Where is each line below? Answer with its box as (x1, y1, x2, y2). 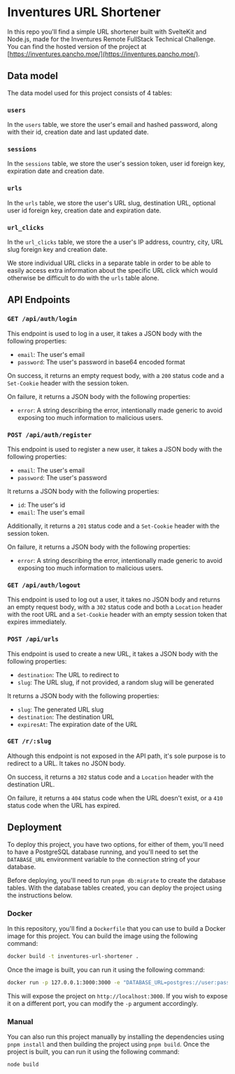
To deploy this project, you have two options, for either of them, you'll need (7, 840, 224, 848)
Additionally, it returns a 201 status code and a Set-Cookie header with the (7, 522, 220, 530)
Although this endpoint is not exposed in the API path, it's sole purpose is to (7, 752, 226, 760)
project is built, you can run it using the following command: (7, 1047, 180, 1056)
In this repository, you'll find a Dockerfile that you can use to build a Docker (7, 924, 226, 932)
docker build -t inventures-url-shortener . (7, 953, 139, 960)
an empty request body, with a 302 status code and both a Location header (7, 603, 223, 611)
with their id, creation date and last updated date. (7, 128, 149, 137)
